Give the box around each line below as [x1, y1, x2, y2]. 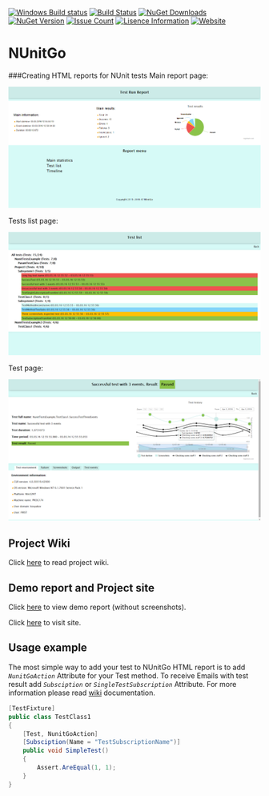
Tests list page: [8, 216, 58, 225]
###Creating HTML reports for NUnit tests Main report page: [8, 71, 209, 80]
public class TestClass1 [8, 713, 91, 721]
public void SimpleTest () [22, 746, 110, 755]
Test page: [8, 363, 44, 373]
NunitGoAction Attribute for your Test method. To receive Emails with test [8, 670, 249, 681]
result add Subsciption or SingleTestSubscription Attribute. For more [8, 679, 237, 689]
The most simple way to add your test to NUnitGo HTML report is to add [8, 662, 246, 672]
